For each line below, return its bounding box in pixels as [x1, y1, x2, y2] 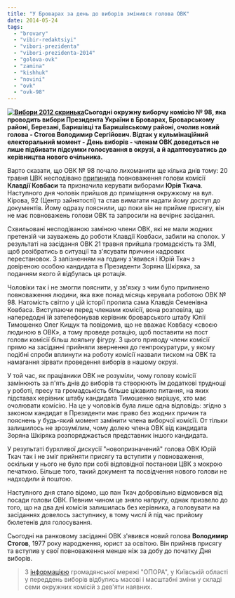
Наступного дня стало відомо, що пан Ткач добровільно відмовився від [7, 488, 223, 497]
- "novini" [13, 75, 46, 83]
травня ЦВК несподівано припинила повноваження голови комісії [7, 174, 206, 183]
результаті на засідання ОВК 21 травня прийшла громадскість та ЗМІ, [7, 240, 216, 248]
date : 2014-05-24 [7, 17, 58, 24]
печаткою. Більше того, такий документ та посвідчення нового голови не [7, 467, 227, 476]
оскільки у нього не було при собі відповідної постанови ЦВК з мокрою [7, 460, 222, 468]
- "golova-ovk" [13, 56, 58, 63]
